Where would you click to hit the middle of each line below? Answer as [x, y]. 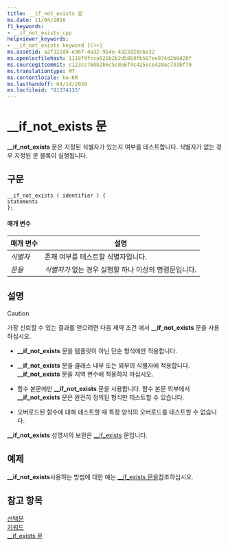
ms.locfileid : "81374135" [44, 90]
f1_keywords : [26, 26]
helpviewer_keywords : [38, 39]
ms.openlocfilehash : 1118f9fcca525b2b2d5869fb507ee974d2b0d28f [100, 59]
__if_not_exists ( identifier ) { [57, 196]
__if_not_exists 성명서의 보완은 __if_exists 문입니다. [77, 435]
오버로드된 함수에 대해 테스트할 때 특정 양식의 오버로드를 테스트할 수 [108, 412]
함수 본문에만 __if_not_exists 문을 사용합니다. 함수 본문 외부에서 [103, 388]
